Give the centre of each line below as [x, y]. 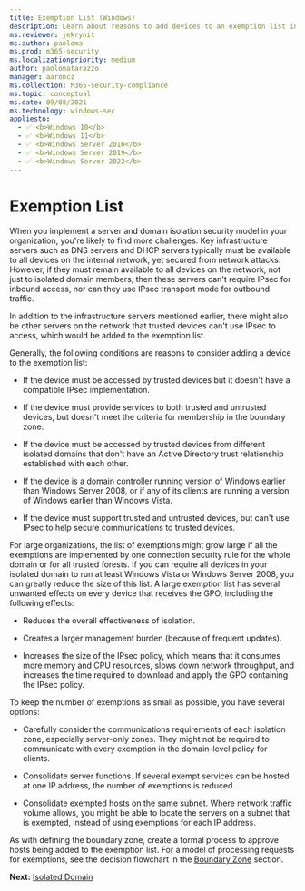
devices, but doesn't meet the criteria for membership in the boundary [154, 417]
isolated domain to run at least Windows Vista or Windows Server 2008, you [152, 574]
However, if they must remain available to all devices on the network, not [145, 269]
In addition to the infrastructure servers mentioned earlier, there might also [149, 316]
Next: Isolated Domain [51, 877]
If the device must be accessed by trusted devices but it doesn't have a [156, 380]
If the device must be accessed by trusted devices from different [144, 445]
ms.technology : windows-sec [63, 111]
